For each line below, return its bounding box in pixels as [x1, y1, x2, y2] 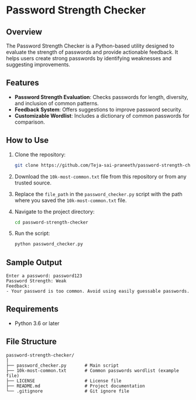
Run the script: [14, 230, 50, 237]
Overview [6, 27, 43, 37]
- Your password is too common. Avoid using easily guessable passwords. [6, 288, 190, 295]
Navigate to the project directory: [14, 208, 95, 215]
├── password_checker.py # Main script [6, 363, 119, 368]
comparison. [14, 118, 45, 125]
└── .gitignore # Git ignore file [6, 388, 130, 394]
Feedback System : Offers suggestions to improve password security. [14, 106, 183, 113]
